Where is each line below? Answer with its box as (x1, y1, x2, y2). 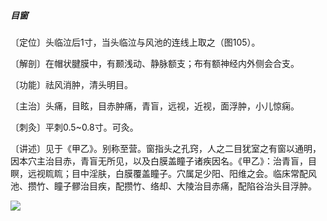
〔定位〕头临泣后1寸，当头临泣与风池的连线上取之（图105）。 (10, 36, 261, 48)
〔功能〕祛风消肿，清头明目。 (10, 78, 133, 90)
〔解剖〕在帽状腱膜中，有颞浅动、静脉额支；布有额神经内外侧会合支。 (10, 57, 300, 69)
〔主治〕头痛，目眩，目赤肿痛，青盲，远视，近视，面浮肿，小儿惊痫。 (10, 100, 300, 112)
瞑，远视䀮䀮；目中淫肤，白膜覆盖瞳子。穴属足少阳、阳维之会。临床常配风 (10, 167, 317, 179)
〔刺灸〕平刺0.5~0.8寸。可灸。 (10, 121, 139, 133)
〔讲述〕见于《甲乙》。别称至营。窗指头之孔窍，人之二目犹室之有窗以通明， (10, 142, 322, 154)
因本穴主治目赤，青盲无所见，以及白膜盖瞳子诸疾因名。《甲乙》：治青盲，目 (10, 155, 317, 167)
